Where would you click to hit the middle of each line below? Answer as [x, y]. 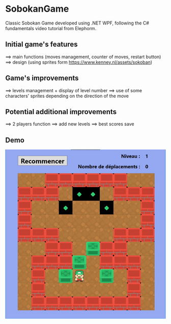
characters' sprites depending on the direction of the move [67, 96]
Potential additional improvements [61, 112]
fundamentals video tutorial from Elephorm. [51, 28]
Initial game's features [41, 45]
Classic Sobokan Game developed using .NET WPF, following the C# [77, 23]
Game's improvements [42, 78]
